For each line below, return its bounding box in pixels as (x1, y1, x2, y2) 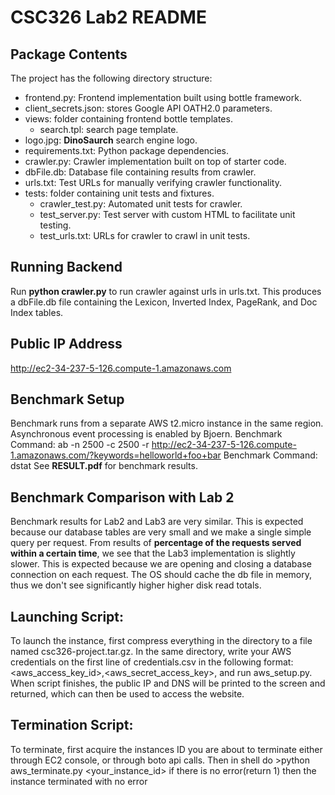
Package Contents (10, 46, 128, 63)
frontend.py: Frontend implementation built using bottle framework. (24, 92, 302, 103)
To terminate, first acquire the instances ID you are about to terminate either (10, 743, 323, 755)
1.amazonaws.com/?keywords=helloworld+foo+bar (10, 449, 222, 461)
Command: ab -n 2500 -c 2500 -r (10, 439, 150, 451)
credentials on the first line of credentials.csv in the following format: (10, 656, 294, 668)
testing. (39, 219, 72, 231)
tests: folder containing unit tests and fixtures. (24, 187, 215, 199)
